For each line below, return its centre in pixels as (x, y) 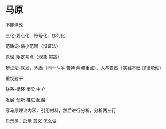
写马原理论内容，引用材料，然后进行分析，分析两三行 (61, 110)
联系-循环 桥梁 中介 (25, 89)
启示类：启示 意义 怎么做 (31, 121)
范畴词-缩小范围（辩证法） (33, 46)
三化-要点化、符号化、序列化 (35, 35)
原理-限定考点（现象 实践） (34, 57)
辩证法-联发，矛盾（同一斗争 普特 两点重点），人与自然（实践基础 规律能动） (85, 68)
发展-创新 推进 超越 (25, 100)
